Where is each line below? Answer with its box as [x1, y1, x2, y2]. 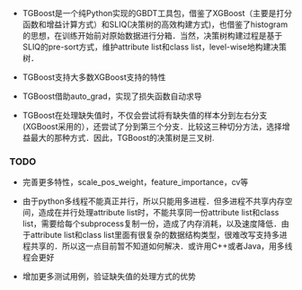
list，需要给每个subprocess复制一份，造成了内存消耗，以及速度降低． [22, 218, 281, 229]
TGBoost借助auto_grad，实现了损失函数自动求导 [22, 91, 202, 101]
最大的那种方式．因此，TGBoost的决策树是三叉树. [30, 133, 215, 143]
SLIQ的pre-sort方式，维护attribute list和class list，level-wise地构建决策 [22, 41, 288, 52]
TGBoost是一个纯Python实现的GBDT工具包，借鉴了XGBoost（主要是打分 [22, 8, 293, 18]
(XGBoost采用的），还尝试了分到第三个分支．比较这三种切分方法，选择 [22, 121, 283, 132]
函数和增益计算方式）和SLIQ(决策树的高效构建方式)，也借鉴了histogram [22, 19, 289, 30]
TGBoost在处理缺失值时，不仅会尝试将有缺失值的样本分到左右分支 [22, 110, 268, 120]
